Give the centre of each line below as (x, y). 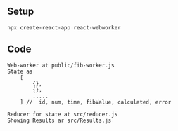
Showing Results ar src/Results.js (59, 120)
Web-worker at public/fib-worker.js (61, 65)
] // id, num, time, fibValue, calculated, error (96, 102)
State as (20, 71)
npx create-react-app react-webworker (64, 27)
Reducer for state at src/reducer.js (63, 114)
